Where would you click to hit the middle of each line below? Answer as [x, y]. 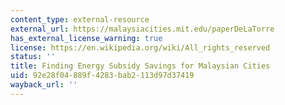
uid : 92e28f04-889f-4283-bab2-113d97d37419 [102, 76]
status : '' [33, 57]
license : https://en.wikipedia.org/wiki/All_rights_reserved [140, 47]
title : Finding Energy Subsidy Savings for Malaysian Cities [140, 66]
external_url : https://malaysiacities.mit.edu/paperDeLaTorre [142, 29]
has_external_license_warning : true [86, 38]
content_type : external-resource [80, 19]
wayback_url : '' [44, 85]
